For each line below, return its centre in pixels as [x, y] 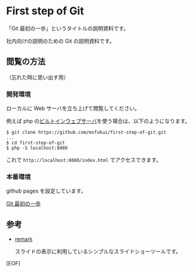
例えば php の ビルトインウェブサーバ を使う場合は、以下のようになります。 [98, 121]
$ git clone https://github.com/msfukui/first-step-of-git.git [86, 133]
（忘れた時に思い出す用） [38, 77]
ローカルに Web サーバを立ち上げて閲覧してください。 [73, 108]
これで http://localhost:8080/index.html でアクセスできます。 [84, 160]
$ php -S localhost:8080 [37, 148]
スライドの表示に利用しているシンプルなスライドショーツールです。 [98, 252]
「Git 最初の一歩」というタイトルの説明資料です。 [68, 28]
